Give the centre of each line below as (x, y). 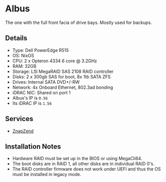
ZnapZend (23, 131)
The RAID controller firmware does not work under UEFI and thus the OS (86, 169)
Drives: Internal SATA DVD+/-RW (46, 82)
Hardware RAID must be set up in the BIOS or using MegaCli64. (77, 159)
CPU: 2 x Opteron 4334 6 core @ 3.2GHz (55, 61)
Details (16, 38)
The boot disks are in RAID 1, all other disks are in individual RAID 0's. (83, 164)
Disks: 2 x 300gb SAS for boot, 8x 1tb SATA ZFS (61, 77)
